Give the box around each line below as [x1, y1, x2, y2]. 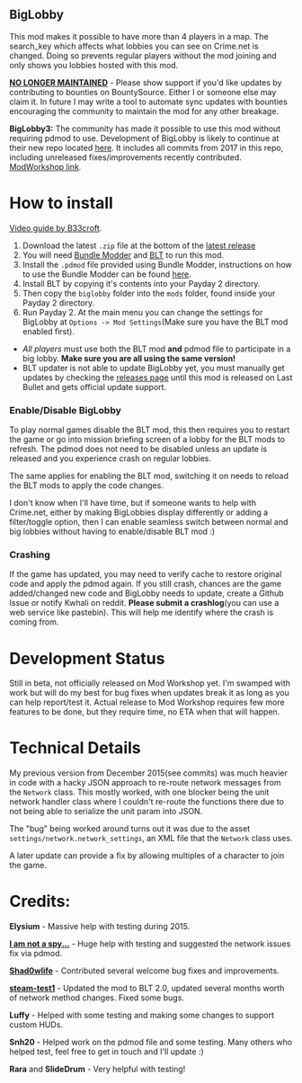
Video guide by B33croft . [9, 222, 102, 233]
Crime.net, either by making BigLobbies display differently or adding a [9, 507, 269, 518]
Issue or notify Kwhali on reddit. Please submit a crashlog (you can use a [9, 598, 280, 608]
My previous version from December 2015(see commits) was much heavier [9, 768, 288, 778]
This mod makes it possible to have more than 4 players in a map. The [9, 31, 269, 41]
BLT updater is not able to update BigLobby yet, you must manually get [22, 362, 285, 373]
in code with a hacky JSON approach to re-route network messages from [9, 777, 281, 788]
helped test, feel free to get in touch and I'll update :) [9, 1046, 204, 1057]
